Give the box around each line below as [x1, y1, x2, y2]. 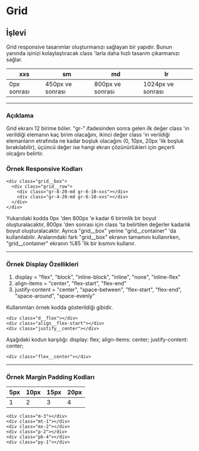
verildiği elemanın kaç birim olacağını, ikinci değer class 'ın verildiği [6, 131, 170, 138]
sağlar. [6, 56, 23, 63]
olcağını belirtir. [6, 150, 44, 157]
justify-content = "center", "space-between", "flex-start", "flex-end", [14, 286, 182, 293]
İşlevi [6, 28, 27, 38]
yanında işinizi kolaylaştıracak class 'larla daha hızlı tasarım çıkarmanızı [6, 50, 179, 57]
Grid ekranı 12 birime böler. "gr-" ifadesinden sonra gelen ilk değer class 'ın [6, 125, 190, 132]
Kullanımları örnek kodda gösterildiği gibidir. [6, 304, 113, 311]
